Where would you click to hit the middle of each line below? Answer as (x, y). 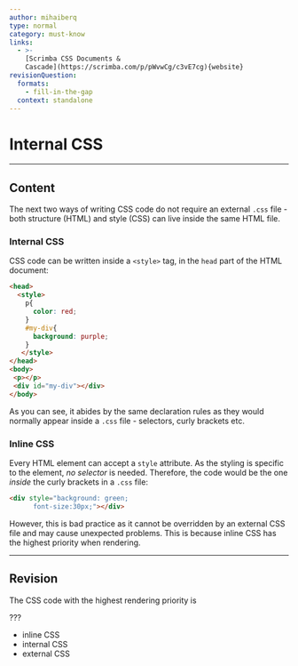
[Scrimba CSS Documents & (73, 59)
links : (21, 42)
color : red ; (55, 312)
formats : (33, 84)
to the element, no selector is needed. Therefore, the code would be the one (149, 472)
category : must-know (47, 34)
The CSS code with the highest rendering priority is (103, 600)
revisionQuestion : (43, 76)
